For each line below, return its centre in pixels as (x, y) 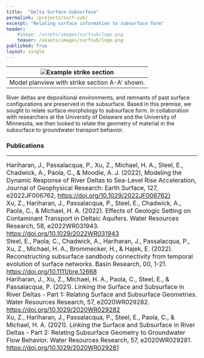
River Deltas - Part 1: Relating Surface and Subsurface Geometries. (102, 295)
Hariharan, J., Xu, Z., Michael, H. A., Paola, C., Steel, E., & (88, 279)
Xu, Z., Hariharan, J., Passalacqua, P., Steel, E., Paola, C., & (90, 317)
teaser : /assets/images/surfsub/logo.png (70, 40)
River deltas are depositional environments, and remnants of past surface (98, 97)
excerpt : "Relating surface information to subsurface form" (85, 23)
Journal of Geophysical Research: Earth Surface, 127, (82, 188)
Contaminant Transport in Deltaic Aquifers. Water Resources (93, 219)
